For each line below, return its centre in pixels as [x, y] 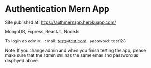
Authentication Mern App [57, 9]
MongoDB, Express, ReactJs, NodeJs [42, 31]
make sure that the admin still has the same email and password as [72, 55]
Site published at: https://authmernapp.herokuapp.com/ [60, 22]
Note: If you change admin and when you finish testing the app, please [75, 50]
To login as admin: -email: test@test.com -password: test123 [65, 41]
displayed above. [22, 60]
